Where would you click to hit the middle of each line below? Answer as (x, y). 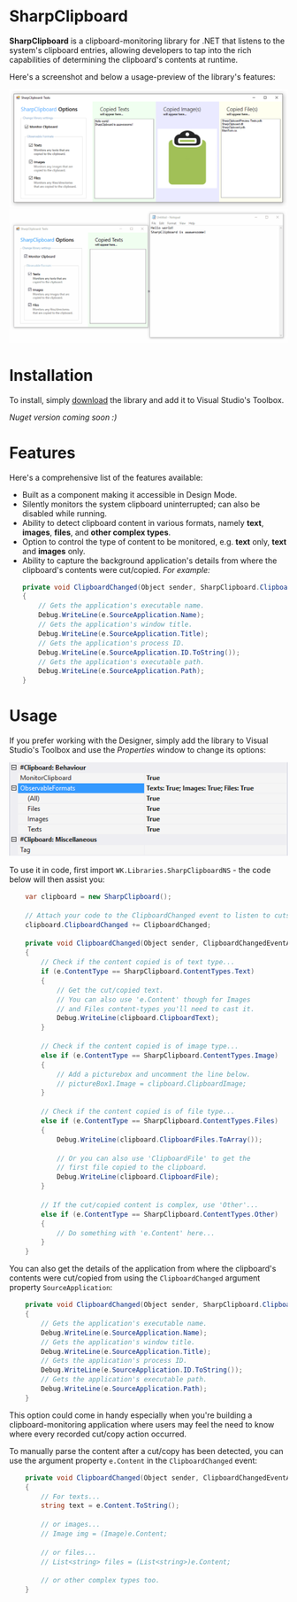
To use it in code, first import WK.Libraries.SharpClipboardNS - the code (140, 871)
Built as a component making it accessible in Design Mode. (129, 494)
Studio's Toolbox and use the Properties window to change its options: (138, 750)
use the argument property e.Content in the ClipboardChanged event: (133, 1460)
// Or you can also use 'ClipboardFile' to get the (153, 1158)
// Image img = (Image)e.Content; (104, 1534)
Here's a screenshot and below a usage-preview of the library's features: (142, 76)
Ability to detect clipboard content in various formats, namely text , (143, 522)
